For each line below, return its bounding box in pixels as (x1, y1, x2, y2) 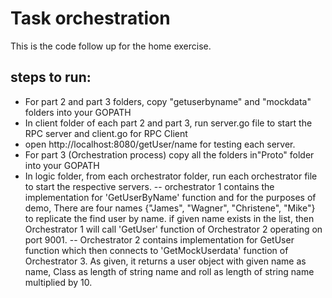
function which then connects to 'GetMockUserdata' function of (24, 244, 289, 256)
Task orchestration (10, 7, 171, 30)
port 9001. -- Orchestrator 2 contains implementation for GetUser (24, 233, 295, 246)
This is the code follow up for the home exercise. (10, 40, 212, 52)
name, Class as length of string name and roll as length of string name (24, 265, 315, 277)
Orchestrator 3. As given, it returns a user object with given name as (24, 255, 307, 267)
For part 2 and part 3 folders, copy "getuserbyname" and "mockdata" (24, 95, 312, 107)
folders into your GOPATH (24, 106, 132, 118)
